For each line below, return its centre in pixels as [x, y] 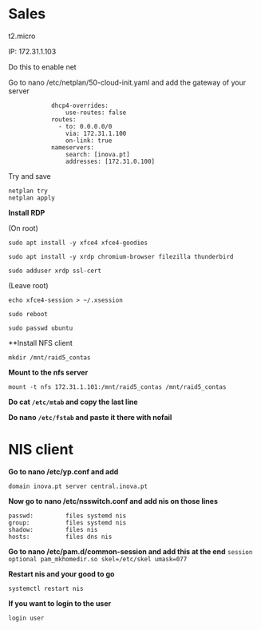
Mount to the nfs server [48, 372]
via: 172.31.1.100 [96, 133]
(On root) [23, 228]
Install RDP [27, 212]
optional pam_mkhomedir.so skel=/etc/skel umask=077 [98, 559]
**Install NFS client [41, 343]
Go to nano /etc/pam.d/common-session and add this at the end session [130, 551]
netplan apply [32, 198]
